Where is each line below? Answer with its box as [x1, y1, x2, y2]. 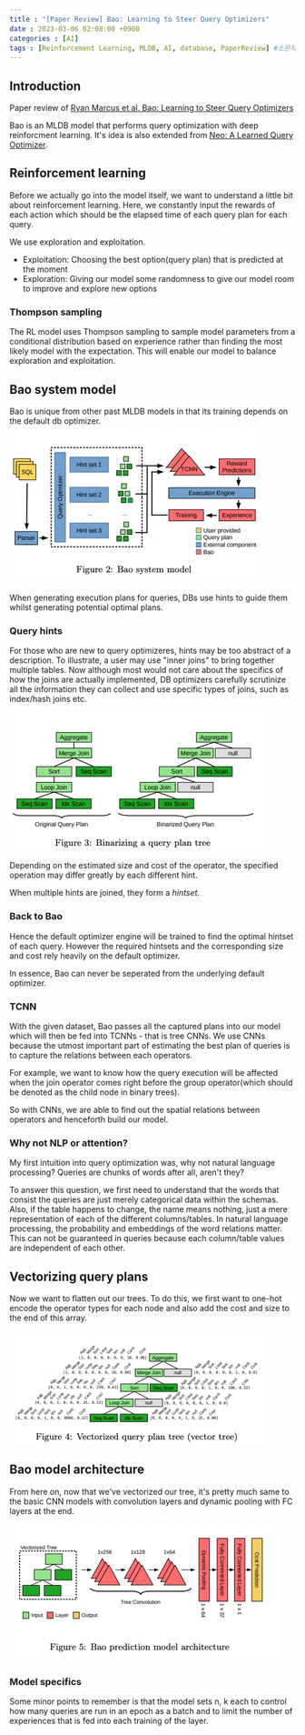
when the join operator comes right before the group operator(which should [9, 1077, 293, 1088]
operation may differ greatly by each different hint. [9, 869, 198, 881]
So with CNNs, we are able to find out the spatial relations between [9, 1104, 261, 1115]
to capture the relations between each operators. [9, 1049, 193, 1060]
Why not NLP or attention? [9, 1137, 129, 1149]
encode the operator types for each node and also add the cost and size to [9, 1302, 290, 1313]
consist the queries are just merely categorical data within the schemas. [9, 1194, 279, 1205]
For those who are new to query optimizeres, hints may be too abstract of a [9, 646, 291, 657]
